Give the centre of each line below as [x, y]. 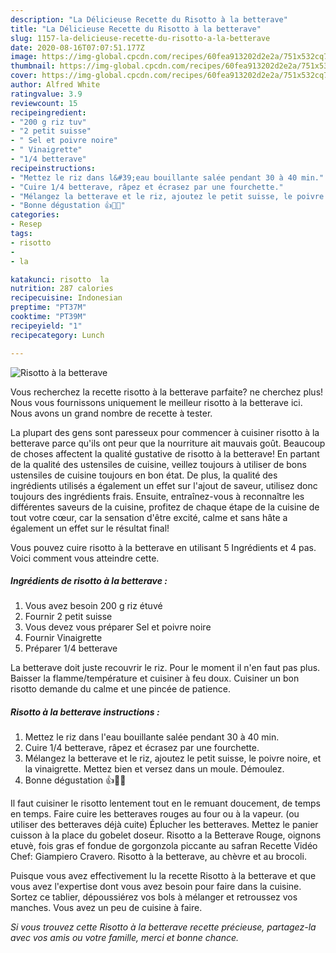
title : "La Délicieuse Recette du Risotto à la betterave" [136, 29]
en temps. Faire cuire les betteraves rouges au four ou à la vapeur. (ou [155, 814]
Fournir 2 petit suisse [68, 617]
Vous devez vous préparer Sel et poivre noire [118, 627]
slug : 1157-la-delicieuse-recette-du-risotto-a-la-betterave [140, 38]
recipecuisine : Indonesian [66, 298]
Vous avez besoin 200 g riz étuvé [93, 606]
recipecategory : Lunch [57, 335]
